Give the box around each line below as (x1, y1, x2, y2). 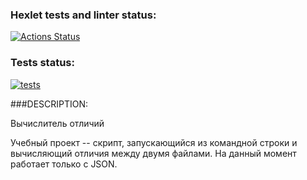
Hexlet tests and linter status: (10, 8, 157, 22)
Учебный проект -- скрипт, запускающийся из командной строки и (10, 136, 298, 148)
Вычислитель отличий (10, 117, 105, 129)
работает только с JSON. (10, 158, 118, 170)
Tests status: (10, 56, 75, 70)
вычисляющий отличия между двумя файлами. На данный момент (10, 147, 297, 159)
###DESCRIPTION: (10, 98, 89, 110)
